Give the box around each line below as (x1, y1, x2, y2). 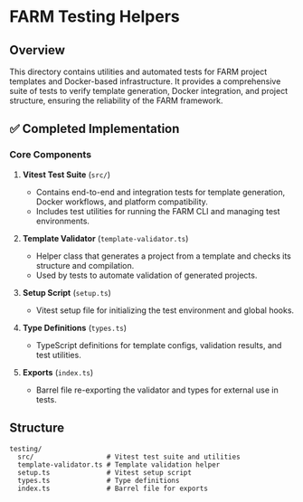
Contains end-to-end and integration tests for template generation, (35, 186, 286, 197)
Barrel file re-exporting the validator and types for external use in (35, 384, 279, 395)
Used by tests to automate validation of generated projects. (35, 270, 258, 280)
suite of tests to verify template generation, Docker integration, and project (9, 86, 288, 96)
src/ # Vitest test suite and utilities (17, 452, 241, 461)
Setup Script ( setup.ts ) (22, 287, 111, 298)
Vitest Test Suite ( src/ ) (22, 169, 111, 180)
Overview (9, 43, 66, 58)
